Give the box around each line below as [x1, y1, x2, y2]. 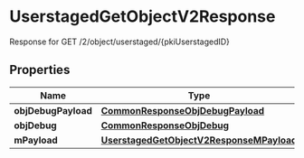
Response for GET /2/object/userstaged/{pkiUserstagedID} [9, 36, 231, 47]
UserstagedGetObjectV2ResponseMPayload [100, 134, 298, 146]
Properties [9, 62, 71, 78]
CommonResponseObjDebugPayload [100, 104, 265, 116]
